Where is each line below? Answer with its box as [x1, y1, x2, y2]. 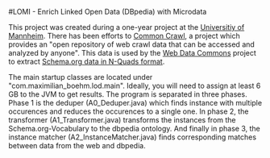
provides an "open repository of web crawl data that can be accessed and [8, 39, 255, 49]
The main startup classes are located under [8, 73, 153, 81]
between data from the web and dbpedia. [8, 141, 147, 150]
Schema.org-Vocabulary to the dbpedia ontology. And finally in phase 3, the [8, 124, 260, 133]
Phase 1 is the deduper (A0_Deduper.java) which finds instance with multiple [8, 98, 263, 107]
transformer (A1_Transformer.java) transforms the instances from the [8, 115, 236, 124]
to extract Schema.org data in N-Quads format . [8, 56, 165, 66]
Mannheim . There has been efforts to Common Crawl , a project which [8, 31, 240, 40]
